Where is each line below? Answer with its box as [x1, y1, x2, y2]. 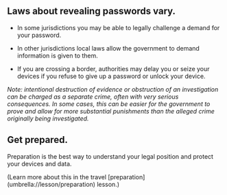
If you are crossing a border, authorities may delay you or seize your [16, 64, 211, 73]
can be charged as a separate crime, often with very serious [7, 92, 179, 101]
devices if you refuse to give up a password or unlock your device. [16, 72, 206, 80]
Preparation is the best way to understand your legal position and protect [7, 152, 214, 160]
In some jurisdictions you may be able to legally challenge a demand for [16, 23, 220, 31]
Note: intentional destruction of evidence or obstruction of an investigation [7, 85, 219, 93]
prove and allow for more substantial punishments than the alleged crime [7, 107, 215, 115]
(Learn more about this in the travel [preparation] [7, 172, 145, 181]
